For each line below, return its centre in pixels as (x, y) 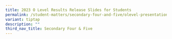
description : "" (23, 24)
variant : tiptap (23, 19)
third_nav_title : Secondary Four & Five (49, 29)
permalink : (17, 15)
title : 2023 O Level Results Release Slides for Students (68, 10)
